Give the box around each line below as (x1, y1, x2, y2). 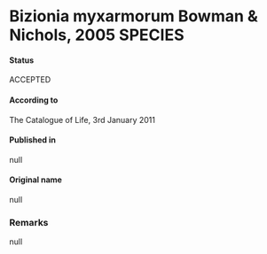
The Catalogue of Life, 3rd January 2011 (9, 114, 155, 125)
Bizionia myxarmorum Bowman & (9, 6, 259, 27)
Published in (9, 135, 56, 145)
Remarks (9, 216, 49, 228)
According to (9, 95, 59, 105)
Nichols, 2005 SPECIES (9, 25, 185, 45)
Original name (9, 174, 62, 185)
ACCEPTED (9, 74, 51, 85)
